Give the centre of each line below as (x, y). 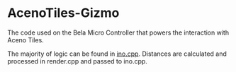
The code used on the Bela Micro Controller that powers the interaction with (118, 32)
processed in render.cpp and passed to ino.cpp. (77, 61)
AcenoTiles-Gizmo (63, 13)
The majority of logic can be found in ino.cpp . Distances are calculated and (117, 54)
